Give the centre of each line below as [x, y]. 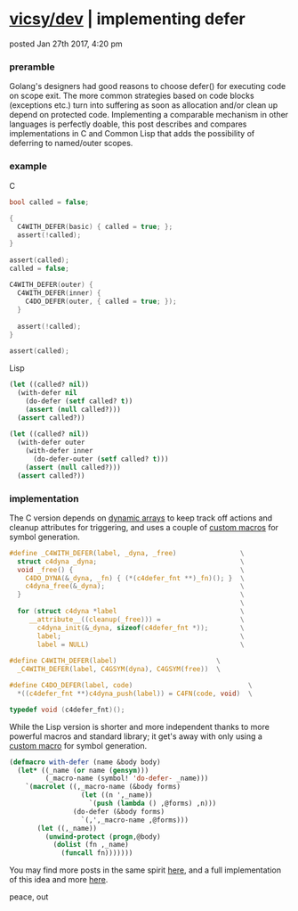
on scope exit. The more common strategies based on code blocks [132, 96]
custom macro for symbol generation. [78, 745]
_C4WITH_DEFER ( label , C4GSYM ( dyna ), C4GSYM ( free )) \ [119, 669]
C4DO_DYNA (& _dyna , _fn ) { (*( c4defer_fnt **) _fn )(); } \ [135, 578]
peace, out [29, 897]
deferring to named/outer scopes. [71, 144]
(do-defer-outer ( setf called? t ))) [101, 459]
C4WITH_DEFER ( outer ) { [51, 285]
